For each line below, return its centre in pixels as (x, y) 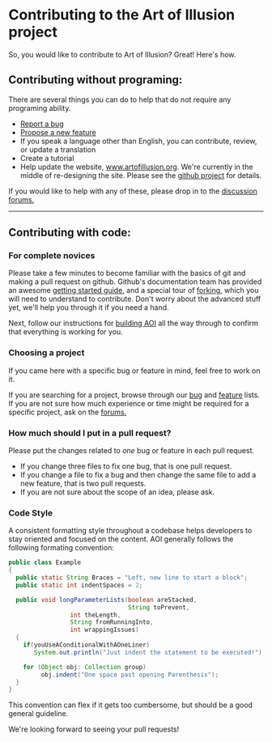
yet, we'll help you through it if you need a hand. (89, 307)
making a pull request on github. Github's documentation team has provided (135, 282)
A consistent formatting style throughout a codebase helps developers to (130, 531)
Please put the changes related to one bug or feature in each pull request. (132, 451)
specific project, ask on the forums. (68, 412)
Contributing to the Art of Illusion (122, 15)
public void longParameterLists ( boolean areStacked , (106, 600)
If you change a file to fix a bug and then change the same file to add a (138, 475)
